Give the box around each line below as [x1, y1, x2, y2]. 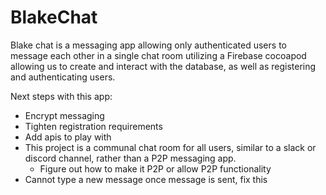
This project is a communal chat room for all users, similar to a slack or [24, 141, 317, 153]
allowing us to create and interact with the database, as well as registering [10, 60, 317, 72]
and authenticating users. [10, 71, 116, 83]
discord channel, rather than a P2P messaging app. [24, 152, 237, 164]
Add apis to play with [24, 131, 112, 143]
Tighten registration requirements [24, 120, 163, 132]
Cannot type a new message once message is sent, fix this [24, 173, 268, 185]
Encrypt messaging [24, 109, 105, 121]
